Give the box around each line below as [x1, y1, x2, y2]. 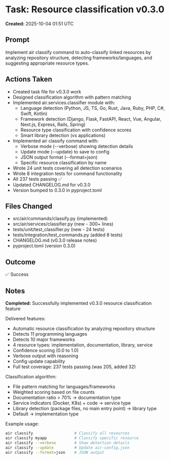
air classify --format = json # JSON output [5, 450, 104, 455]
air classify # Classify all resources [5, 431, 130, 436]
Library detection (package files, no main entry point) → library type [12, 406, 157, 411]
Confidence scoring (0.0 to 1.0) [12, 348, 79, 353]
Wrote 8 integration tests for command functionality [12, 170, 122, 177]
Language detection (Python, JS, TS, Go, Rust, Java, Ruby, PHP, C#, [20, 105, 165, 111]
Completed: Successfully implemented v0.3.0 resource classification [5, 300, 152, 306]
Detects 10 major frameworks [12, 336, 75, 342]
